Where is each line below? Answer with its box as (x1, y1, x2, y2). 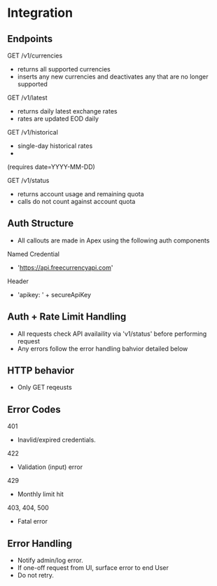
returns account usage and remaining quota (17, 190, 145, 198)
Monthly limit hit (17, 490, 64, 498)
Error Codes (7, 403, 61, 415)
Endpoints (7, 33, 53, 45)
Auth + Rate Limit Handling (7, 311, 127, 323)
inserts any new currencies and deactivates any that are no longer (17, 72, 209, 81)
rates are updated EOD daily (17, 114, 99, 123)
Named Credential (7, 250, 59, 258)
